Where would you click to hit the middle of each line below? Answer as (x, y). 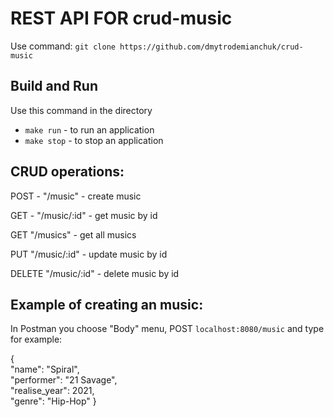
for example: (36, 339)
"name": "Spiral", (45, 369)
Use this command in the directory (81, 110)
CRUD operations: (67, 172)
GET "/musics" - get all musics (73, 234)
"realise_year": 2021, (52, 391)
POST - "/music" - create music (76, 196)
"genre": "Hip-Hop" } (53, 401)
